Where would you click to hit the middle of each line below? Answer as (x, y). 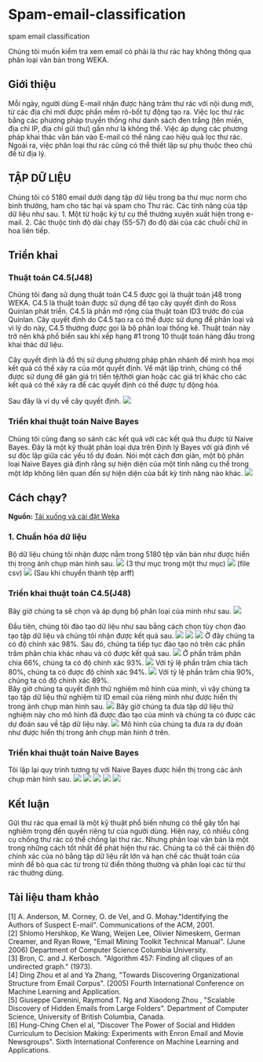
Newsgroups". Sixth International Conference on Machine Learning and (124, 1042)
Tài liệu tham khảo (54, 897)
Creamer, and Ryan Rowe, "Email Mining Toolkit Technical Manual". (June (127, 941)
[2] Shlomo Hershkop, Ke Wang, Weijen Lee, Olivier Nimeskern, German (124, 933)
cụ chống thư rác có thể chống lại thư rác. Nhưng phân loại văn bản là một (128, 840)
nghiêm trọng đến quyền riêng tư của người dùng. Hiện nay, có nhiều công (129, 831)
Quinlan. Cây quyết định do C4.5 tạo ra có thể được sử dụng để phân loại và (131, 320)
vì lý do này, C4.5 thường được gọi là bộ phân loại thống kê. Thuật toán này (130, 328)
